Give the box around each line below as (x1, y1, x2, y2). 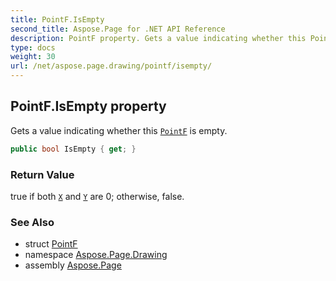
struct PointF (24, 238, 78, 250)
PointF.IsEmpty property (10, 98, 167, 115)
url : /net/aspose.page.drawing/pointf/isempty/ (10, 61, 213, 71)
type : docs (10, 42, 56, 53)
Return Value (10, 167, 75, 181)
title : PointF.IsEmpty (10, 14, 105, 25)
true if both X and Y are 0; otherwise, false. (10, 190, 185, 202)
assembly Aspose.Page (24, 259, 122, 271)
